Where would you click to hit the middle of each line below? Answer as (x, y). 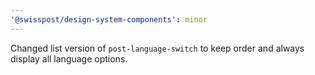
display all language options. (69, 58)
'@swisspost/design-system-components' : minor (109, 19)
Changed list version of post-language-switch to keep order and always (157, 48)
